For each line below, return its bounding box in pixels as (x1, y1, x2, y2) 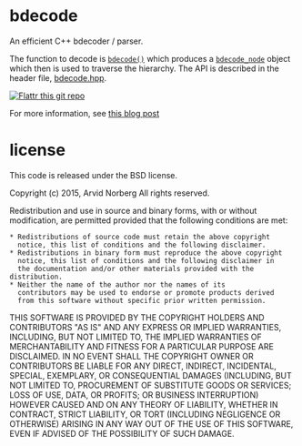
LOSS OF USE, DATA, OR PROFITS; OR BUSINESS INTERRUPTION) (9, 389, 259, 400)
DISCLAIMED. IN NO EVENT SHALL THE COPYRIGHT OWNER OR (9, 350, 255, 361)
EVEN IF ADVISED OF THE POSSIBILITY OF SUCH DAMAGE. (9, 428, 235, 439)
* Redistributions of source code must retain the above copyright (9, 232, 271, 241)
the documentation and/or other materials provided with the (17, 264, 255, 273)
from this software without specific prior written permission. (17, 296, 267, 305)
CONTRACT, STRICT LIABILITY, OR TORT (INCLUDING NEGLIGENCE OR (9, 409, 281, 420)
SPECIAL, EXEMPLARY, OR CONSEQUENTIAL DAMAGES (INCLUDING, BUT (9, 370, 293, 380)
